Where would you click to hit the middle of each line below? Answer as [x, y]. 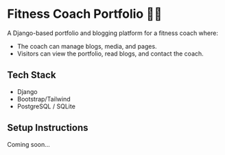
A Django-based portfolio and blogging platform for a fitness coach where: [113, 33]
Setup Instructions [48, 128]
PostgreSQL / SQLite [46, 106]
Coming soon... [28, 144]
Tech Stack [32, 75]
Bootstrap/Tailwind [44, 99]
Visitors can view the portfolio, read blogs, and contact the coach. [110, 53]
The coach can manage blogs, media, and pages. [87, 46]
